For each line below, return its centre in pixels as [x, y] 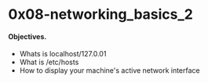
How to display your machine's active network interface [109, 70]
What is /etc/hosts [49, 62]
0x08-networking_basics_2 [101, 14]
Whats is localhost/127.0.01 [63, 54]
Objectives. [27, 36]
